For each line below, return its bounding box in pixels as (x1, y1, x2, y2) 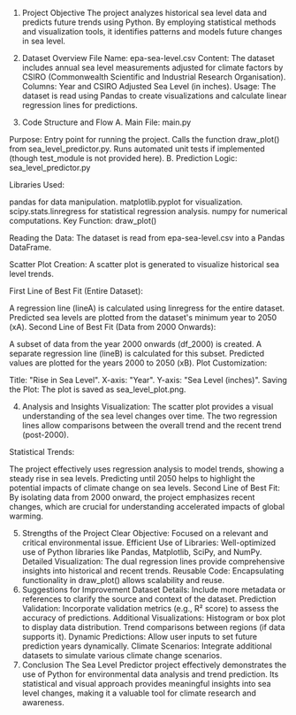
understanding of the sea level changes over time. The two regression (21, 411, 278, 421)
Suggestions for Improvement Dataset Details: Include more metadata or (21, 584, 285, 595)
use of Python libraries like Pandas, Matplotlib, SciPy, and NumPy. (21, 547, 262, 557)
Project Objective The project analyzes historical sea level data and (21, 8, 268, 18)
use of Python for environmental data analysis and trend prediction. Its (21, 669, 279, 680)
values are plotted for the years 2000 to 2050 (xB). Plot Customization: (9, 357, 268, 368)
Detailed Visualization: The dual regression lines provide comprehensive (21, 557, 285, 566)
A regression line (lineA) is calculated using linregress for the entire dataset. (9, 303, 285, 313)
